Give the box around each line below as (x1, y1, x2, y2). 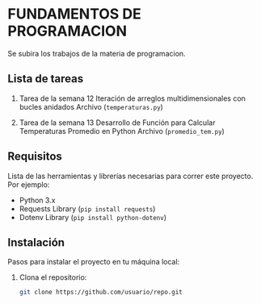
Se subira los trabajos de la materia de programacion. (7, 48, 187, 58)
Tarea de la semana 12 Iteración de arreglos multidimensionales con (19, 94, 246, 103)
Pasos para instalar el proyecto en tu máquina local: (7, 257, 180, 267)
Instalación (7, 235, 65, 249)
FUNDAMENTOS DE (7, 5, 142, 23)
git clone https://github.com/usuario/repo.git (19, 288, 183, 297)
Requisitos (7, 150, 62, 164)
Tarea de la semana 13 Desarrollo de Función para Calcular (19, 118, 216, 127)
